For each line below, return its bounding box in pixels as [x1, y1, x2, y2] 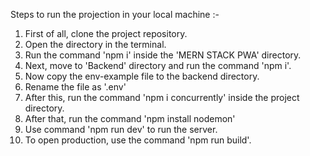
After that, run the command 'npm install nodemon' [24, 113, 236, 124]
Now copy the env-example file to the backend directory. [24, 70, 260, 82]
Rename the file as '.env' [24, 81, 127, 93]
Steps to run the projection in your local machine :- [10, 9, 220, 20]
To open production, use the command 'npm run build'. [24, 134, 252, 146]
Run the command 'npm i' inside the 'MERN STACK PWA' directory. [24, 49, 302, 61]
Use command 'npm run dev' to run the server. [24, 124, 218, 135]
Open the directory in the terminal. [24, 39, 167, 50]
